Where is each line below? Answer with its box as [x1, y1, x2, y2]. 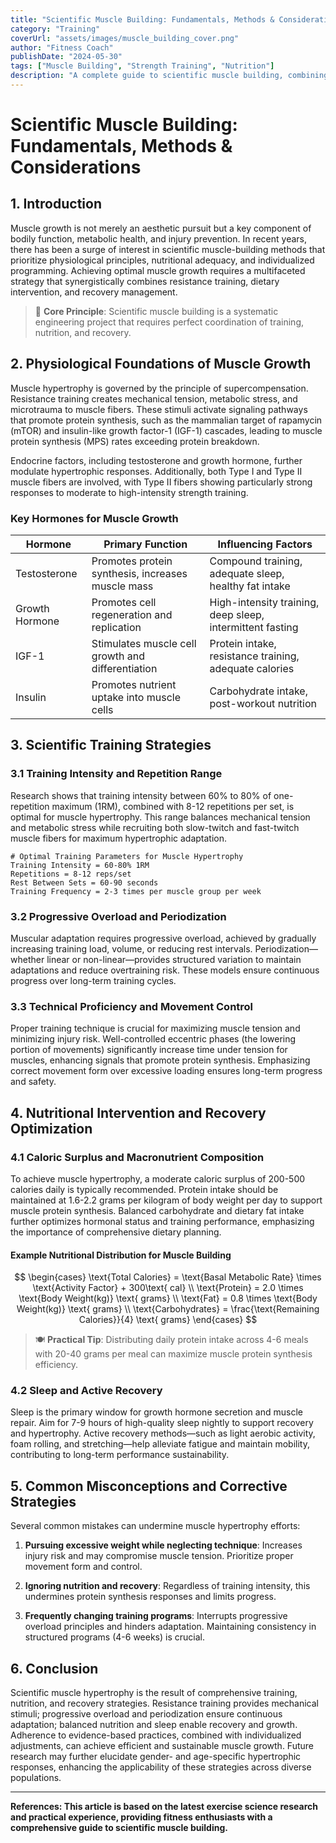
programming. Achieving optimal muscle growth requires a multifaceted [10, 264, 306, 276]
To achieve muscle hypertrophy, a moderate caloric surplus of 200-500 [10, 1172, 306, 1185]
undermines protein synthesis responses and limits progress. [24, 1591, 277, 1603]
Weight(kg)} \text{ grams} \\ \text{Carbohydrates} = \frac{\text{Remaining [16, 1303, 320, 1315]
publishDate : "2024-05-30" [10, 52, 123, 62]
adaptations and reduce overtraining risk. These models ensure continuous [10, 964, 320, 976]
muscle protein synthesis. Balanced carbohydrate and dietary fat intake [10, 1204, 305, 1216]
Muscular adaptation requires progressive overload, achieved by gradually [10, 932, 317, 944]
